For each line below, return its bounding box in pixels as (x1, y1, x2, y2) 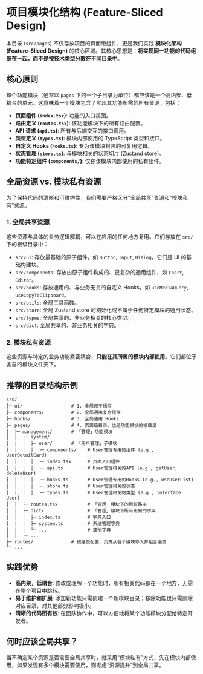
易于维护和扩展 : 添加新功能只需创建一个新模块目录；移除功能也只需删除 (14, 594, 193, 601)
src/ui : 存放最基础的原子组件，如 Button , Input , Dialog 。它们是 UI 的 (14, 253, 187, 260)
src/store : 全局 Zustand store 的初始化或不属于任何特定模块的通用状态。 (14, 306, 197, 314)
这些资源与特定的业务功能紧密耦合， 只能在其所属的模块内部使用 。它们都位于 (6, 353, 197, 360)
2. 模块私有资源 (6, 338, 51, 346)
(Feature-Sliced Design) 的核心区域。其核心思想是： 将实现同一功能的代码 (6, 47, 192, 55)
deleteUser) (6, 470, 36, 476)
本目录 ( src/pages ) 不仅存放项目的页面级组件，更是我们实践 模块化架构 (6, 39, 182, 47)
